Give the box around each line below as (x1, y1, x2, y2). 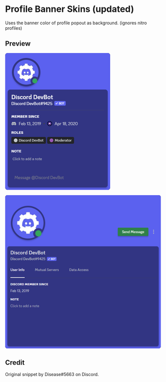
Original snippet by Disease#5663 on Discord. (5, 372, 99, 378)
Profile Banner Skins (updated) (5, 3, 134, 15)
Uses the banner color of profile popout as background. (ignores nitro (5, 20, 147, 26)
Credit (5, 358, 25, 367)
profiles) (5, 25, 22, 31)
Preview (5, 40, 31, 48)
